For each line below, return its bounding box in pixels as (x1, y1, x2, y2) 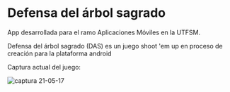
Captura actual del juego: (7, 63, 81, 71)
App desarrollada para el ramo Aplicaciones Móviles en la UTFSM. (7, 28, 200, 37)
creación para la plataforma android (7, 49, 112, 58)
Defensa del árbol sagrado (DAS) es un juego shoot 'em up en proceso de (7, 41, 223, 50)
